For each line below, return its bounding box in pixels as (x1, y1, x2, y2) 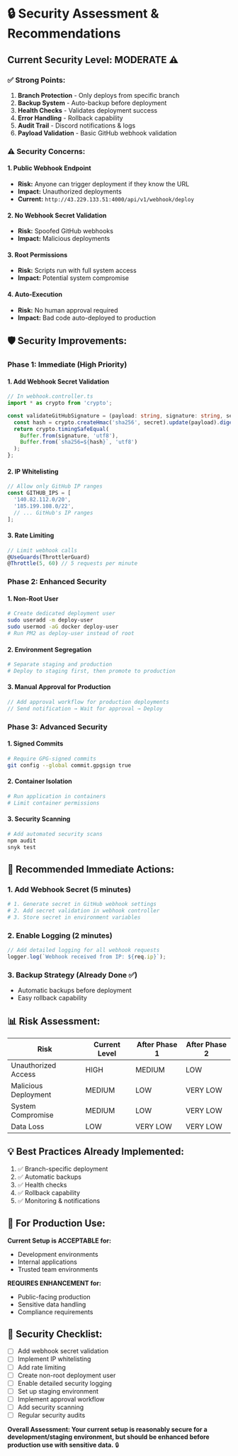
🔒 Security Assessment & (7, 6, 159, 22)
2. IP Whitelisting (7, 467, 59, 476)
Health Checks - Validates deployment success (17, 106, 158, 114)
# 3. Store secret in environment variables (7, 914, 141, 921)
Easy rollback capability (17, 994, 87, 1002)
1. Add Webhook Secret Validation (7, 377, 110, 386)
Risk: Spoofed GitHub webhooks (17, 227, 113, 235)
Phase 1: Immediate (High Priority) (7, 359, 127, 369)
